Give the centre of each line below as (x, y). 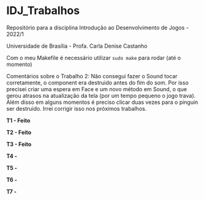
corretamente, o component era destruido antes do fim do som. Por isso (97, 83)
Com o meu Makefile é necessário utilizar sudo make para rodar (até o (94, 57)
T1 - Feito (18, 120)
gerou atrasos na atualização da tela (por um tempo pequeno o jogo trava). (101, 95)
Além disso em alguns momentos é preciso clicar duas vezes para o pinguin (102, 102)
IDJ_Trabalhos (43, 11)
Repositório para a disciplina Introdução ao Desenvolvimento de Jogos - (97, 28)
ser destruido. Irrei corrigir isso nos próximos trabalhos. (77, 108)
